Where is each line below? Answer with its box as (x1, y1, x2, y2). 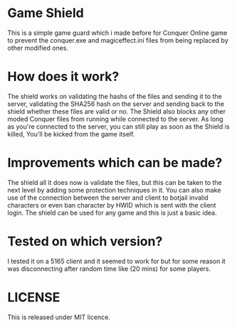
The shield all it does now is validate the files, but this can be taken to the (7, 178, 222, 186)
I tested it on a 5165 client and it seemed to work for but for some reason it (7, 257, 226, 265)
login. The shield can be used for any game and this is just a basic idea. (7, 208, 217, 217)
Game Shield (7, 5, 84, 21)
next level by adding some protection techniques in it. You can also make (7, 186, 221, 194)
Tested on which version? (7, 233, 163, 250)
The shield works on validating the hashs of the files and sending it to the (7, 92, 222, 100)
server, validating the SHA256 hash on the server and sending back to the (7, 100, 224, 108)
